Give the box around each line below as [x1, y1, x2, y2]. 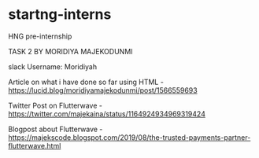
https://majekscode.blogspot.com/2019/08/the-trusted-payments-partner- [8, 132, 251, 142]
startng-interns [8, 6, 112, 24]
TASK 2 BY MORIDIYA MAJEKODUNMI [8, 46, 133, 56]
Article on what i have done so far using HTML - [8, 77, 164, 86]
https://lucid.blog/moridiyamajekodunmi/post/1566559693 [8, 85, 198, 95]
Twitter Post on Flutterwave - [8, 101, 102, 110]
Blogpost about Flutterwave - [8, 124, 103, 134]
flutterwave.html [8, 141, 61, 150]
